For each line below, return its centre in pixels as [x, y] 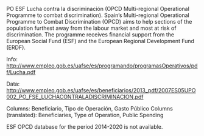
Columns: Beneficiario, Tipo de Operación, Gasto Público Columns [90, 108]
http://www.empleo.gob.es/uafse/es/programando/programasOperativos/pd [102, 66]
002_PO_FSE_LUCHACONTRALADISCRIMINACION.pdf [75, 97]
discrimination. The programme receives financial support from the [90, 35]
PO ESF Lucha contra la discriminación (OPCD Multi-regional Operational [98, 9]
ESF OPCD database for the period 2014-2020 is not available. [85, 127]
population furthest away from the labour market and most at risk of [91, 28]
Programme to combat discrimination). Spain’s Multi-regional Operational [98, 15]
